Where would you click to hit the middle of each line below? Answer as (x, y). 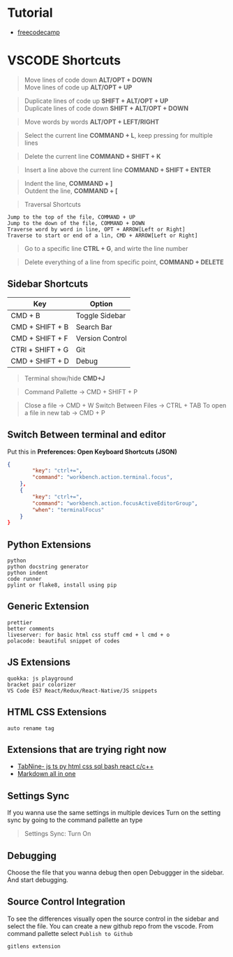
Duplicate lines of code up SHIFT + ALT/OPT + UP (96, 101)
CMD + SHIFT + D (40, 361)
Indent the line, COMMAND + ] (68, 183)
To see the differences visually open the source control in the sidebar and (113, 919)
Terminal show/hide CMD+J (65, 378)
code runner (24, 579)
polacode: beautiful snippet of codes (63, 641)
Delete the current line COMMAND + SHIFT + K (92, 156)
